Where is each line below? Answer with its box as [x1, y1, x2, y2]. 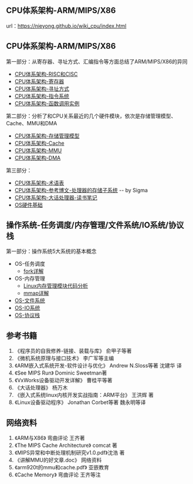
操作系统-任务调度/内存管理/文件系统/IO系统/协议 [6, 220, 184, 231]
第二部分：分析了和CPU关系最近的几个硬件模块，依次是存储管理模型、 [6, 112, 177, 119]
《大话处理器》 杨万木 [14, 384, 68, 391]
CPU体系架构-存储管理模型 [14, 132, 80, 139]
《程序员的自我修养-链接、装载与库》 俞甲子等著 [14, 348, 132, 355]
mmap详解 [23, 290, 49, 297]
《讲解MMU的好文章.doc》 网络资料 [14, 456, 102, 463]
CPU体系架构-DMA [14, 154, 61, 161]
